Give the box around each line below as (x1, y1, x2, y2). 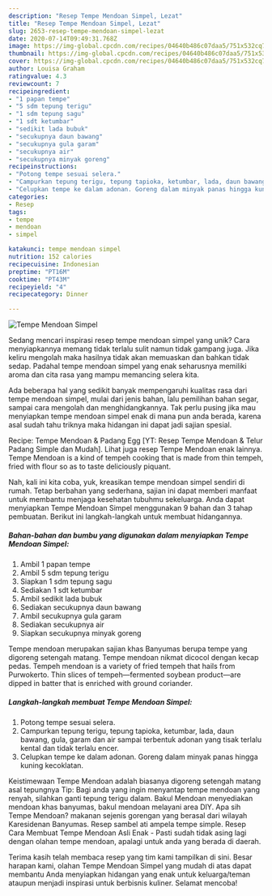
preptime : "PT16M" (8, 268, 70, 276)
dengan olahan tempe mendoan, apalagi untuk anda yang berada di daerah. (8, 837, 261, 847)
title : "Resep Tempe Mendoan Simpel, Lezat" (8, 19, 161, 28)
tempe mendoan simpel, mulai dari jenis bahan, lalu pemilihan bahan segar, (8, 394, 259, 404)
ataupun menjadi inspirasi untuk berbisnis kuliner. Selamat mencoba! (8, 878, 238, 888)
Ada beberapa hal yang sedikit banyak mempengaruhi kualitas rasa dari (8, 386, 248, 396)
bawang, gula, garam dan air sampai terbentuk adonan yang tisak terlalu (19, 735, 261, 744)
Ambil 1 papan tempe (19, 559, 91, 569)
